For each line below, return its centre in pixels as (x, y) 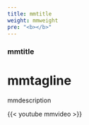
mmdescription (29, 100)
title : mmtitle (30, 14)
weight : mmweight (33, 20)
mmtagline (40, 81)
